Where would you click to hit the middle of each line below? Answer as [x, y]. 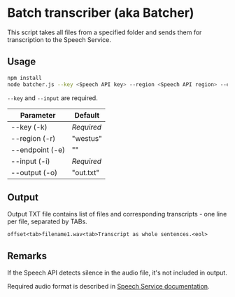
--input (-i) [30, 161]
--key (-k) [29, 127]
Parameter [38, 115]
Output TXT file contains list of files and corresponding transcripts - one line [117, 214]
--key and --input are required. [52, 98]
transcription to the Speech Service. [59, 39]
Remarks [27, 256]
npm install [24, 78]
